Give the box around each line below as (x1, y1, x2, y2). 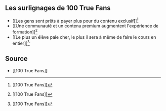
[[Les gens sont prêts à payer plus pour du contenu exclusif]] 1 (12, 17, 139, 24)
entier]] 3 (12, 39, 30, 46)
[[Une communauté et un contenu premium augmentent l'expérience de (12, 23, 159, 29)
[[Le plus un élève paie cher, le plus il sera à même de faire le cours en (12, 34, 157, 40)
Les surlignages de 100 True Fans (5, 4, 111, 12)
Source (5, 55, 28, 63)
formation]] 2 (12, 28, 38, 35)
